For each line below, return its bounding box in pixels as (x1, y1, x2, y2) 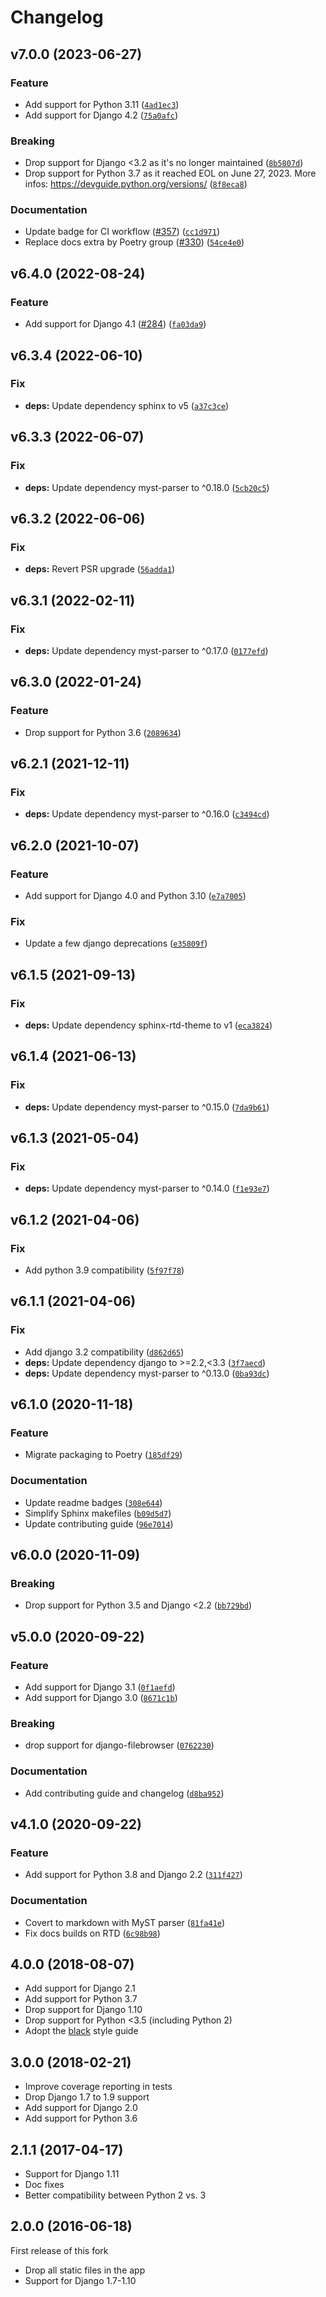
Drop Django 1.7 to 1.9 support (24, 2091, 150, 2103)
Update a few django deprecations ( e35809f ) (24, 937, 208, 950)
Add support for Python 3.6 (24, 2112, 138, 2125)
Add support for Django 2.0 (24, 2102, 138, 2114)
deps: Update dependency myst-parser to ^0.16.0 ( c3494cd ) (24, 808, 270, 820)
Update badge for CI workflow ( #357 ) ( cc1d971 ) (24, 226, 221, 238)
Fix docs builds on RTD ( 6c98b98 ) (24, 1927, 161, 1939)
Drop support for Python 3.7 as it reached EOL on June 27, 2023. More (24, 167, 317, 180)
